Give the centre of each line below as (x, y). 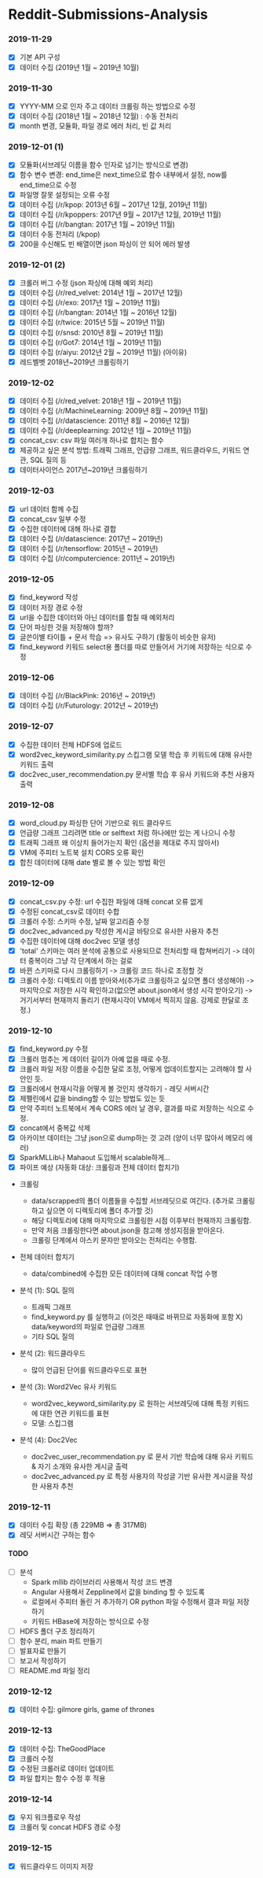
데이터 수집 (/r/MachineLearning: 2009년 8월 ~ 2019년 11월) (114, 411)
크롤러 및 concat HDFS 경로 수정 (70, 1827)
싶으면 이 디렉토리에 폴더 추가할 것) (100, 1211)
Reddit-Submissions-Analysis (108, 15)
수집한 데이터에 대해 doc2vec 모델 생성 (80, 941)
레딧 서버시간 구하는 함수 (57, 1535)
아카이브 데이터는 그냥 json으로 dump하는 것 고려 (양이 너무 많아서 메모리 (132, 1137)
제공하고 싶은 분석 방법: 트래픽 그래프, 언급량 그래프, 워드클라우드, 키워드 (130, 450)
